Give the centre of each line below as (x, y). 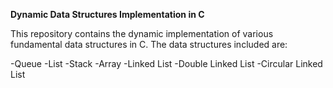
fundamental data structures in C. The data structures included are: (149, 44)
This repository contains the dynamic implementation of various (142, 33)
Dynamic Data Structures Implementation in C (107, 14)
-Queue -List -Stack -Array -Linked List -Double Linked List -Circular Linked (166, 63)
